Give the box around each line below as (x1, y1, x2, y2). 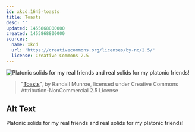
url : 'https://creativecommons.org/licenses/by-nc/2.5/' (11, 47, 156, 53)
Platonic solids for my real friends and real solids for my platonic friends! (6, 120, 184, 127)
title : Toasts (6, 14, 42, 20)
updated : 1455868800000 (6, 25, 65, 31)
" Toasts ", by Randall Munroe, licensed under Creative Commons (20, 81, 178, 88)
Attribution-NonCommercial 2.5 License (20, 86, 119, 94)
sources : (6, 36, 28, 42)
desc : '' (6, 20, 28, 25)
